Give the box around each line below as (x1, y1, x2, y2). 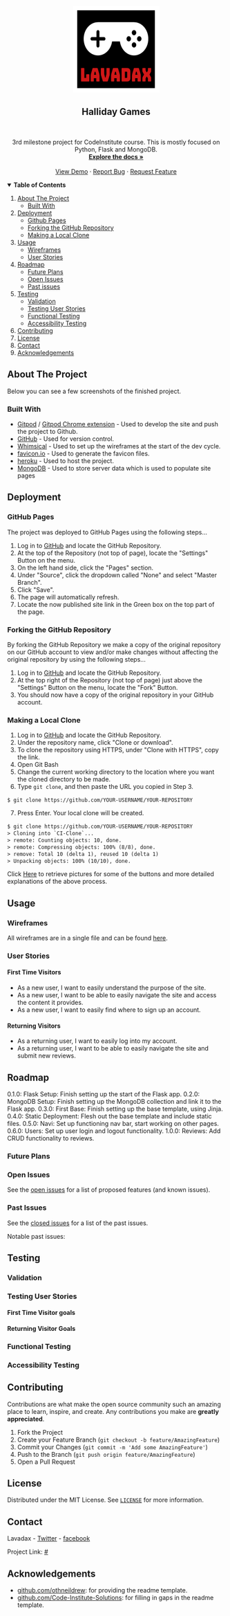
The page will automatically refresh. (17, 592, 119, 601)
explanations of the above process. (7, 878, 108, 886)
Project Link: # (7, 1547, 48, 1556)
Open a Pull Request (17, 1458, 76, 1466)
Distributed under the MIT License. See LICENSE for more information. (7, 1496, 204, 1504)
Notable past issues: (7, 1232, 66, 1240)
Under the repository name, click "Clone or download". (17, 738, 174, 747)
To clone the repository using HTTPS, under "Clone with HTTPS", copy (17, 746, 219, 754)
